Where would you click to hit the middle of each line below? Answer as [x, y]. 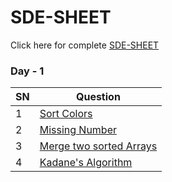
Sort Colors [66, 114]
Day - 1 [27, 71]
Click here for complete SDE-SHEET [85, 45]
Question [98, 97]
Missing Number [78, 130]
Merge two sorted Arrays [98, 146]
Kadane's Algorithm [86, 163]
